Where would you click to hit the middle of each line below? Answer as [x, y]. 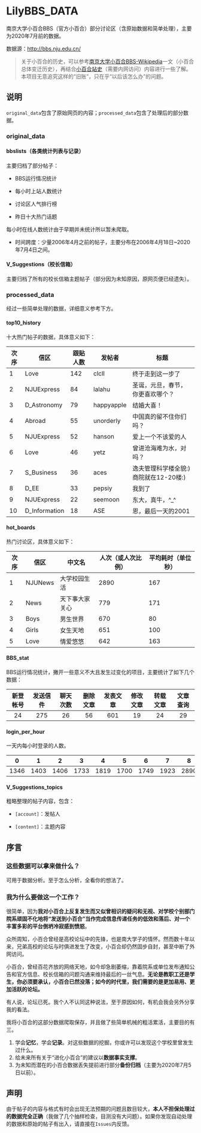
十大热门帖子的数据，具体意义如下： [51, 336]
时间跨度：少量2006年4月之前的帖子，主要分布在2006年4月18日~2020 [102, 242]
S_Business [41, 472]
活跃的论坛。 [27, 989]
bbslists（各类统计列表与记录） [45, 151]
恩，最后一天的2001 [161, 511]
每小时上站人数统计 [39, 191]
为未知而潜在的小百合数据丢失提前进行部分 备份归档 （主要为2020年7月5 [103, 1065]
